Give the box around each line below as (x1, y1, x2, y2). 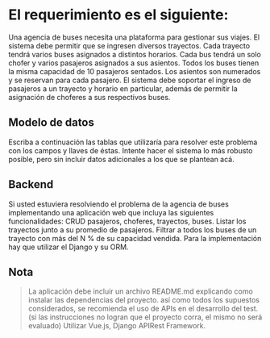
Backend (8, 177, 54, 191)
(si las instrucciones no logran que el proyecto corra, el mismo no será (27, 312, 263, 322)
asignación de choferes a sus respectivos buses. (8, 92, 171, 102)
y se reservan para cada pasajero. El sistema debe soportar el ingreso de (8, 75, 251, 85)
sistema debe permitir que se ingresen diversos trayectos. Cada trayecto (8, 40, 251, 50)
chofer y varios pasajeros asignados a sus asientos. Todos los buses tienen (8, 58, 260, 68)
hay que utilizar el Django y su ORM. (8, 242, 129, 252)
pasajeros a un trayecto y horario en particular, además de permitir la (8, 83, 238, 94)
